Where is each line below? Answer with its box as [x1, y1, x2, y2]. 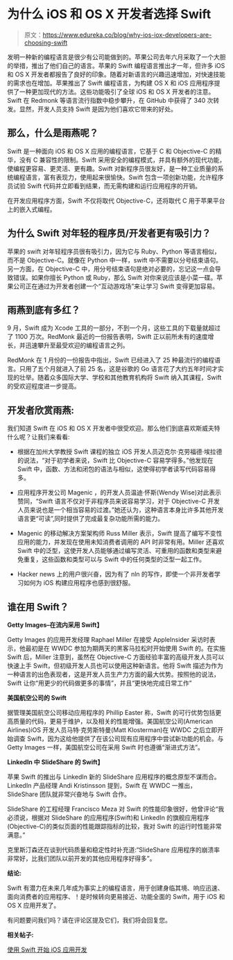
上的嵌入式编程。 [7, 205, 56, 213]
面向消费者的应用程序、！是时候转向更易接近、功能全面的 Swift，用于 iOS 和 [7, 893, 225, 900]
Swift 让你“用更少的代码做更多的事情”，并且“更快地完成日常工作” [7, 679, 192, 687]
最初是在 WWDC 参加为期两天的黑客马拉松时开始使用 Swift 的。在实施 [25, 644, 226, 652]
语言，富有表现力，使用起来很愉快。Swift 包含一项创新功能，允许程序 [25, 173, 224, 181]
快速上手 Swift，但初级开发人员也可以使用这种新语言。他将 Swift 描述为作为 [7, 661, 224, 670]
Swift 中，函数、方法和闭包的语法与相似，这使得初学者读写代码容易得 [17, 465, 216, 473]
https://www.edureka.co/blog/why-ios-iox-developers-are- [42, 31, 212, 39]
